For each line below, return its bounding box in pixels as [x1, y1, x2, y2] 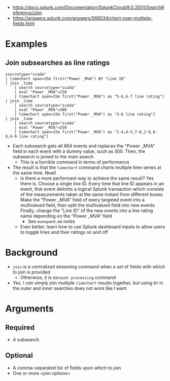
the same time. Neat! [12, 170, 57, 176]
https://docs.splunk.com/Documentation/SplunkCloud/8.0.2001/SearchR [12, 5, 164, 10]
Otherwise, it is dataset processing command [20, 274, 116, 281]
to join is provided [12, 269, 50, 275]
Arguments [5, 303, 54, 315]
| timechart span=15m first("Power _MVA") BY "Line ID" [5, 76, 126, 81]
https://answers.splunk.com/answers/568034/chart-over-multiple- [12, 15, 153, 21]
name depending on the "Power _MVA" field [20, 213, 113, 219]
